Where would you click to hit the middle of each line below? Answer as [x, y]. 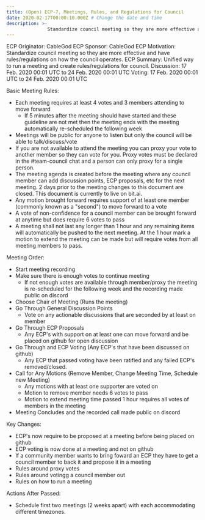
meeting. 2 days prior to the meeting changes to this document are [99, 187]
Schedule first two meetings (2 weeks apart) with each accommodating [105, 505]
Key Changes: [24, 424]
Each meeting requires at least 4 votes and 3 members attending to [100, 103]
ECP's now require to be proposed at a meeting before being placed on [105, 436]
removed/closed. [45, 367]
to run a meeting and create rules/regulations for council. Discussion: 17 [97, 66]
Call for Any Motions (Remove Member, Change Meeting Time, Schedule [106, 373]
